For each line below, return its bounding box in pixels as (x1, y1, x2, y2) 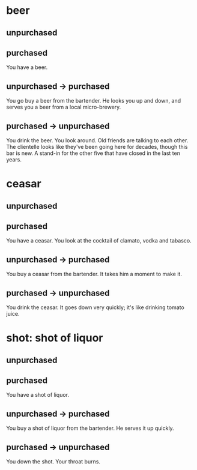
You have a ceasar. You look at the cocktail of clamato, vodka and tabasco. (6, 237, 192, 244)
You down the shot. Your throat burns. (6, 458, 101, 465)
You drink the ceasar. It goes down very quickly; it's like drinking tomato (6, 304, 184, 311)
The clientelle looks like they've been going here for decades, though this (6, 143, 188, 151)
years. (6, 156, 22, 163)
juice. (6, 310, 20, 318)
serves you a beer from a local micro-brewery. (6, 103, 121, 111)
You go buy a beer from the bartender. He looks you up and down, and (6, 97, 181, 104)
